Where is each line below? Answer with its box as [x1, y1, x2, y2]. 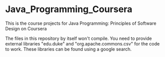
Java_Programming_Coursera [5, 4, 133, 15]
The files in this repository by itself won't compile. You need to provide [5, 35, 152, 41]
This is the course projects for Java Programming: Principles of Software [5, 20, 156, 26]
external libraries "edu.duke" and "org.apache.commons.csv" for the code [5, 40, 160, 46]
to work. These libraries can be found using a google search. [5, 46, 132, 52]
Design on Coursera [5, 25, 47, 31]
